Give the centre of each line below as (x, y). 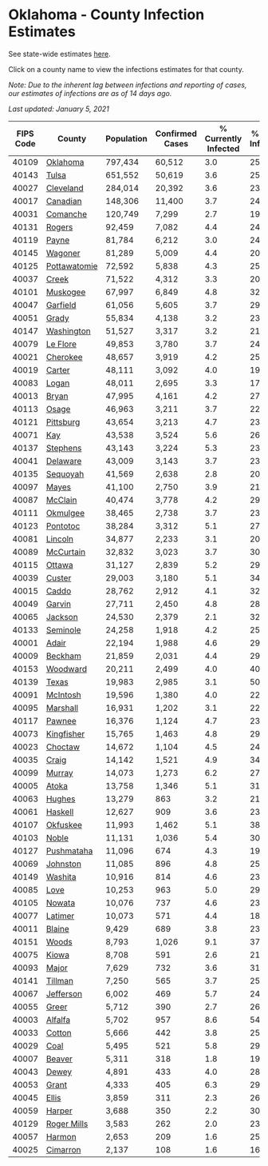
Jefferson (64, 993)
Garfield (61, 305)
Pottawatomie (72, 266)
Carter (58, 369)
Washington (68, 331)
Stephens (64, 448)
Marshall (62, 708)
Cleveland (65, 188)
